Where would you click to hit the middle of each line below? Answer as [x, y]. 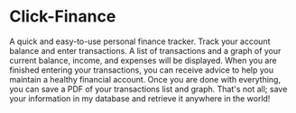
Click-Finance [63, 17]
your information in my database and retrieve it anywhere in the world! [140, 98]
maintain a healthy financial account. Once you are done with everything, [145, 79]
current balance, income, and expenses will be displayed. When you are [143, 60]
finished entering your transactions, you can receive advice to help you [142, 70]
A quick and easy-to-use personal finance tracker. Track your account [140, 41]
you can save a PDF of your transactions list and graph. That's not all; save [148, 89]
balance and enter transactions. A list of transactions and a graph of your [145, 50]
